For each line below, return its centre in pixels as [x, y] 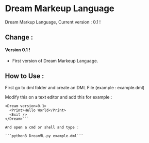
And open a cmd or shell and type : [42, 127]
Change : [19, 37]
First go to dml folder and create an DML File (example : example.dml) [75, 88]
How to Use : [25, 76]
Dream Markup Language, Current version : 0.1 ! [53, 22]
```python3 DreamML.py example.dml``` [44, 136]
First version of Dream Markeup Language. [55, 61]
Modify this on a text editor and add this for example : [59, 97]
